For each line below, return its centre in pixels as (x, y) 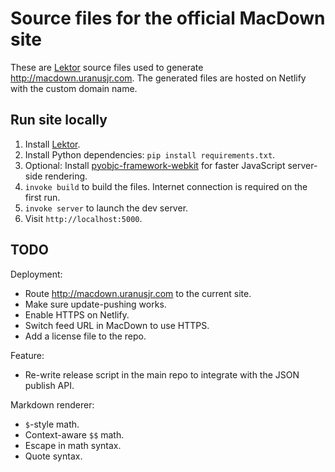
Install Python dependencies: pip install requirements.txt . (150, 154)
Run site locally (59, 120)
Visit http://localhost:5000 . (83, 218)
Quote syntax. (53, 456)
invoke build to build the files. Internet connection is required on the (166, 186)
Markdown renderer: (52, 404)
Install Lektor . (52, 144)
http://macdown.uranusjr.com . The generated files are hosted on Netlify (158, 78)
